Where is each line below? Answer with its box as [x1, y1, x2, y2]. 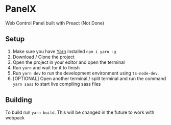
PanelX [5, 3, 37, 15]
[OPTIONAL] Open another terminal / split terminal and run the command [12, 75, 166, 82]
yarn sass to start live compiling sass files [12, 81, 101, 87]
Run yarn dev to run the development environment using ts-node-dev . [12, 70, 159, 76]
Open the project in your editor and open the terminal [12, 59, 125, 65]
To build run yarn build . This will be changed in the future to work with [5, 109, 155, 115]
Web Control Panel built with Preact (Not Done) [5, 20, 105, 26]
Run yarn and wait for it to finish [12, 64, 80, 70]
